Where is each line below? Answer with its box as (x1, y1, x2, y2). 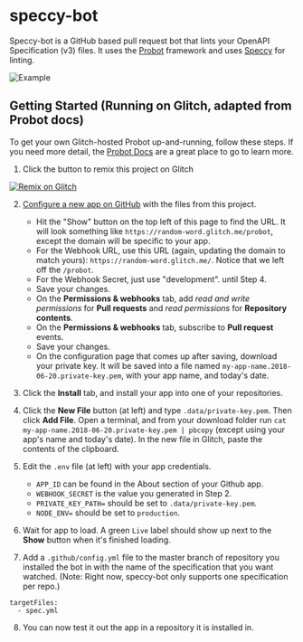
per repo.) (22, 581, 61, 591)
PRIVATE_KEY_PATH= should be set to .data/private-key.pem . (35, 497, 258, 508)
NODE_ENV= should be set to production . (35, 507, 181, 518)
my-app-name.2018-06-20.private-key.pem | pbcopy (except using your (22, 424, 285, 435)
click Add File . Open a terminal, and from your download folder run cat (22, 414, 287, 425)
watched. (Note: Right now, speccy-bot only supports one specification (22, 571, 289, 581)
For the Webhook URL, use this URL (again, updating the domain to (35, 245, 286, 256)
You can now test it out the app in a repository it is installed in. (22, 621, 255, 633)
